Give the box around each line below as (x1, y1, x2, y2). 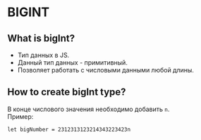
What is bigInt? (7, 32, 75, 44)
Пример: (7, 112, 34, 120)
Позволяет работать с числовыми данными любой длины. (17, 66, 194, 74)
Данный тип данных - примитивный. (17, 58, 128, 67)
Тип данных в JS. (17, 51, 70, 59)
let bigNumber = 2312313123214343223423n (7, 126, 131, 133)
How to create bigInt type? (7, 86, 126, 98)
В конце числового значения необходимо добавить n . (7, 105, 170, 113)
